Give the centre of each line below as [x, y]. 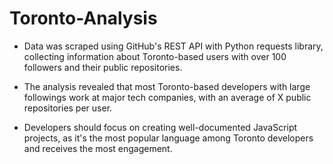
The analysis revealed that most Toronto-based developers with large [167, 86]
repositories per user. [68, 108]
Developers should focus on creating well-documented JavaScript [160, 127]
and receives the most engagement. [98, 148]
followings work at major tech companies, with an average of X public [167, 97]
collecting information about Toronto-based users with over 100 [155, 56]
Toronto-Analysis [83, 18]
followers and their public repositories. [103, 67]
